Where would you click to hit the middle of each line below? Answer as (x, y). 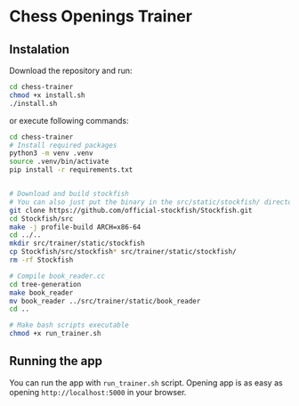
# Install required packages (63, 145)
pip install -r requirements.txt (71, 170)
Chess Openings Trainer (101, 16)
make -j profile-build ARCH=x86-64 (75, 227)
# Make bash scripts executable (69, 325)
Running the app (56, 361)
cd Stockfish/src (41, 219)
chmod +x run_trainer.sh (55, 334)
